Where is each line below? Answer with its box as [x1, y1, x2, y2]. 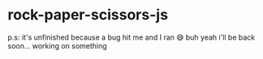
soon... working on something [7, 40, 107, 50]
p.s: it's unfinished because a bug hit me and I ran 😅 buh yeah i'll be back [7, 32, 256, 42]
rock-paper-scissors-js [7, 6, 168, 24]
